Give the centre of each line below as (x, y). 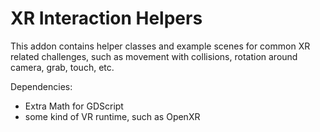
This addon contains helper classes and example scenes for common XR (160, 46)
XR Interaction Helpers (106, 18)
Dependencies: (41, 86)
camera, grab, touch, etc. (62, 67)
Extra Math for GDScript (74, 106)
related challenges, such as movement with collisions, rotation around (154, 56)
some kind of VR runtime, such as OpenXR (112, 116)
